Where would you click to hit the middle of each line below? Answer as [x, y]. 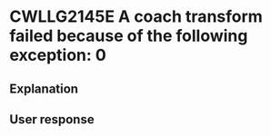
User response [52, 119]
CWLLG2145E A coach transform [136, 17]
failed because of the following [129, 36]
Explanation [44, 88]
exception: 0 [58, 55]
